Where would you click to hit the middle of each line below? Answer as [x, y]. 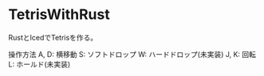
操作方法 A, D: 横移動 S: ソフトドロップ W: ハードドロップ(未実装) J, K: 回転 [132, 54]
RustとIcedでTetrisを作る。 [53, 37]
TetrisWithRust [59, 15]
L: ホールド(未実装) [39, 64]
